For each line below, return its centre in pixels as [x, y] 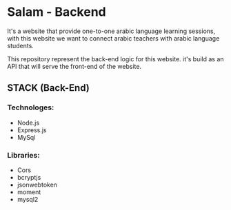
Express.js [32, 130]
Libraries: [23, 155]
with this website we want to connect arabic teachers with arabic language [113, 38]
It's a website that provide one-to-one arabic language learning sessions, [111, 31]
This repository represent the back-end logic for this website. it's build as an [115, 59]
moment [29, 192]
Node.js [28, 123]
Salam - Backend [57, 12]
